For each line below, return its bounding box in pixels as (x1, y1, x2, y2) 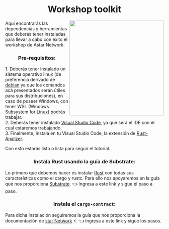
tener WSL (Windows (5, 104, 49, 110)
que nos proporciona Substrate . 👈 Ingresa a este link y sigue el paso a (5, 180, 153, 187)
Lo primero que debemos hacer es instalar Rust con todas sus (5, 169, 134, 175)
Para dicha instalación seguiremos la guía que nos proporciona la (5, 212, 141, 218)
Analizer (5, 135, 22, 142)
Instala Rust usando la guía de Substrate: (33, 158, 136, 165)
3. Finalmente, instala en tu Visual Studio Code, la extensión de (5, 130, 136, 136)
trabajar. (5, 114, 23, 120)
